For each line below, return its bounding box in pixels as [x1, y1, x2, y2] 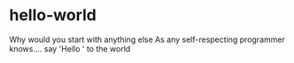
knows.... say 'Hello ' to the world [9, 43, 131, 53]
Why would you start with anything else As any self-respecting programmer [9, 34, 285, 45]
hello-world [9, 5, 97, 25]
